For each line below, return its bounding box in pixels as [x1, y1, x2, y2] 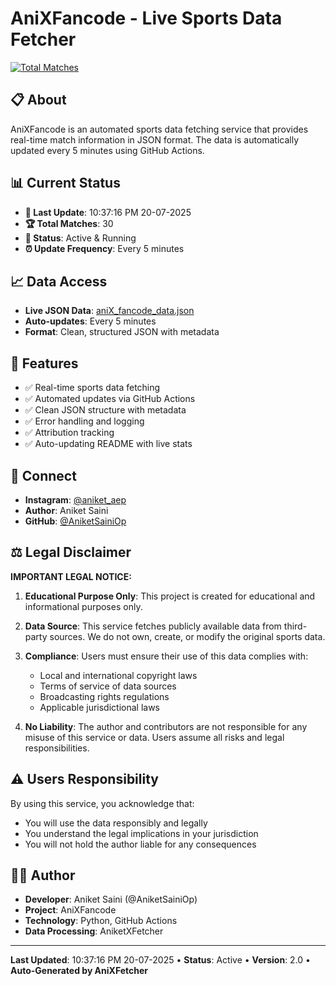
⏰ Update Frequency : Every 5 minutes [24, 242, 185, 254]
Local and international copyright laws [39, 669, 198, 681]
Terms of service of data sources [39, 680, 177, 692]
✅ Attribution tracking [24, 427, 115, 439]
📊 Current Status [10, 175, 121, 192]
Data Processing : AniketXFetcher [24, 925, 164, 937]
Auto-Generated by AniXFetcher [10, 965, 149, 977]
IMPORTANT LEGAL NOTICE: [10, 570, 132, 582]
